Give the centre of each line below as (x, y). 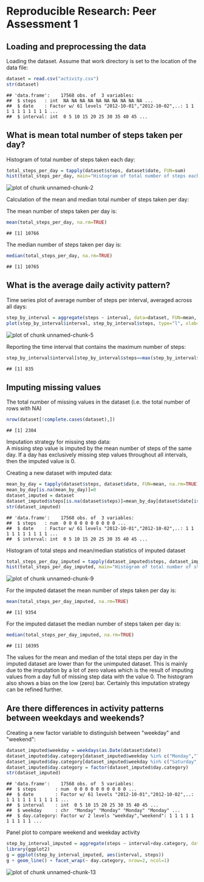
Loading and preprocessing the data (76, 47)
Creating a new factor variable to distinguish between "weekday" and (93, 732)
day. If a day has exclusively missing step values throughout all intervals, (97, 455)
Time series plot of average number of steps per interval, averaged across (99, 300)
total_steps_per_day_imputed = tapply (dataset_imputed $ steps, (87, 561)
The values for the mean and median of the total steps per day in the (92, 657)
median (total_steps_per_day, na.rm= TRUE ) (59, 256)
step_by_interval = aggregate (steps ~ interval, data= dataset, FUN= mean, (102, 317)
